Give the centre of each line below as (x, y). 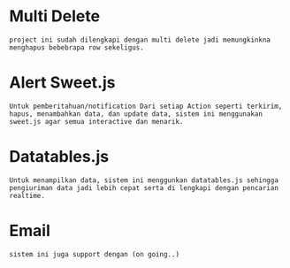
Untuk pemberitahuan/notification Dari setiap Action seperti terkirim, (146, 106)
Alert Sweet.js (62, 83)
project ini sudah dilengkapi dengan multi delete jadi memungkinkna (140, 40)
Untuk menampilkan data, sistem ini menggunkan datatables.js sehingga (144, 180)
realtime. (27, 195)
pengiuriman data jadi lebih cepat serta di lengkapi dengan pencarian (144, 188)
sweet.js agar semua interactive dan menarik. (96, 121)
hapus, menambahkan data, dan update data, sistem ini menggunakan (136, 114)
